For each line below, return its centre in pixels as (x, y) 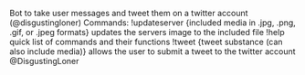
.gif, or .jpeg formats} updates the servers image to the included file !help (147, 32)
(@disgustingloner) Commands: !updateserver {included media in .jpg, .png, (153, 23)
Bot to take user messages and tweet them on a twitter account (129, 13)
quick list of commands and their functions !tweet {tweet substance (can (146, 42)
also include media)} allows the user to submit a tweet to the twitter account (152, 52)
